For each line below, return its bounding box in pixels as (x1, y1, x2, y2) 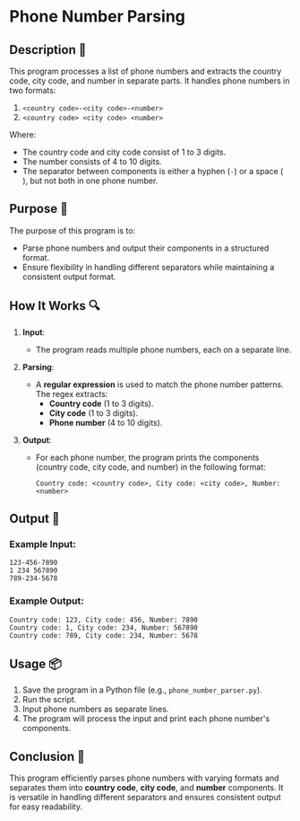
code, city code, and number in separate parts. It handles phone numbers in (9, 75, 290, 86)
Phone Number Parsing (9, 6, 186, 27)
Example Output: (9, 595, 84, 607)
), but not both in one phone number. (21, 175, 159, 186)
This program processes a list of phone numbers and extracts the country (9, 66, 282, 76)
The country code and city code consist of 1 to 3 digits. (21, 146, 227, 157)
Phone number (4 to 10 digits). (48, 417, 163, 428)
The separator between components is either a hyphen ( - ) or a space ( (21, 166, 284, 176)
